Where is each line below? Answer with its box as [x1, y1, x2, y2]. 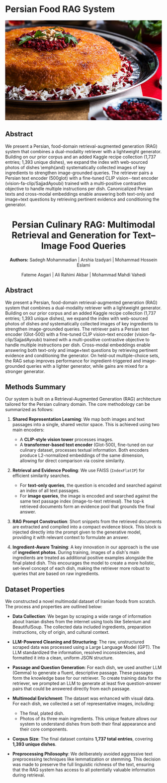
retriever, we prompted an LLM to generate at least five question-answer [12, 680, 162, 687]
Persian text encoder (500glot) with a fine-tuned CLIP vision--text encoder [5, 175, 159, 181]
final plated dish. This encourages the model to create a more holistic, [12, 560, 156, 566]
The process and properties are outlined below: [5, 604, 103, 610]
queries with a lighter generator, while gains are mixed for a [26, 363, 148, 369]
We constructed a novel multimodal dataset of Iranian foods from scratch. [5, 598, 156, 604]
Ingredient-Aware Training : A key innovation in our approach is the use [12, 544, 159, 550]
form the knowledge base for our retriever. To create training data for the [12, 675, 162, 681]
